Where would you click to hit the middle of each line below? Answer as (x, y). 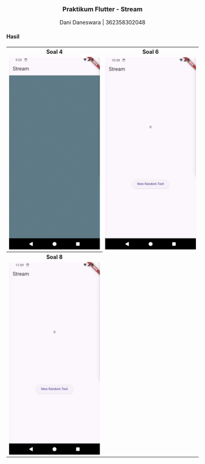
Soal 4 (54, 52)
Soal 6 (151, 52)
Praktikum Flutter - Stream (103, 9)
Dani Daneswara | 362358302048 (103, 23)
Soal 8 (54, 257)
